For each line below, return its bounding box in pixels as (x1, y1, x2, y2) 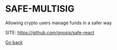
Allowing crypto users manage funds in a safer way (5, 20, 112, 26)
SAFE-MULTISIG (5, 3, 75, 15)
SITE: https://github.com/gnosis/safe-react (5, 29, 94, 35)
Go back (5, 39, 23, 45)
